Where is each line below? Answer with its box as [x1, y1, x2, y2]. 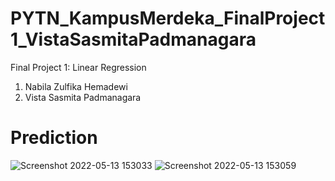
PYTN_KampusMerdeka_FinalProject [10, 7, 326, 30]
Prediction [10, 127, 98, 149]
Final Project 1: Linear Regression [10, 61, 147, 73]
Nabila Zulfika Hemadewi [24, 80, 128, 92]
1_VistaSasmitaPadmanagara [10, 28, 257, 51]
